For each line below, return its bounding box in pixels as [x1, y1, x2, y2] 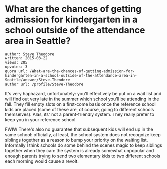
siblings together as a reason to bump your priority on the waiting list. [5, 137, 148, 143]
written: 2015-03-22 [5, 56, 48, 60]
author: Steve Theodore [5, 51, 55, 56]
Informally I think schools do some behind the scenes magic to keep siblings [5, 142, 162, 148]
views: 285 [5, 60, 28, 65]
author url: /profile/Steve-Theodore [5, 82, 84, 87]
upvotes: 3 [5, 64, 28, 69]
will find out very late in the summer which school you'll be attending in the [5, 96, 159, 102]
